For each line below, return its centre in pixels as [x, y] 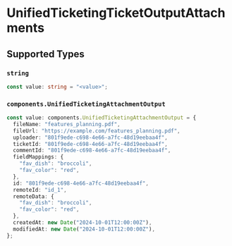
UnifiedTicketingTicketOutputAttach [116, 13]
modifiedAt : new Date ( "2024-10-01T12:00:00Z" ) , [84, 229]
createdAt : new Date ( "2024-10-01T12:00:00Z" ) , [83, 223]
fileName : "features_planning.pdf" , [67, 124]
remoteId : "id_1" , [40, 190]
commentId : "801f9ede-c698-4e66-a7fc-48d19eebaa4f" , [92, 150]
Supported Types [46, 54]
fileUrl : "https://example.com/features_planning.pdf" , [97, 131]
